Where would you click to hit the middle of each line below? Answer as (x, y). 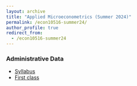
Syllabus (25, 71)
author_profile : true (32, 28)
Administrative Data (35, 59)
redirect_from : (24, 33)
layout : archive (26, 11)
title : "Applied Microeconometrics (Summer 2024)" (69, 17)
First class (27, 78)
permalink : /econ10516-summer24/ (47, 22)
